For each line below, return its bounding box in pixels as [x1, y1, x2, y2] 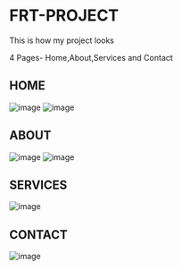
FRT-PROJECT [9, 5, 120, 26]
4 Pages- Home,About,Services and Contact [9, 52, 174, 63]
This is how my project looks [9, 35, 114, 46]
